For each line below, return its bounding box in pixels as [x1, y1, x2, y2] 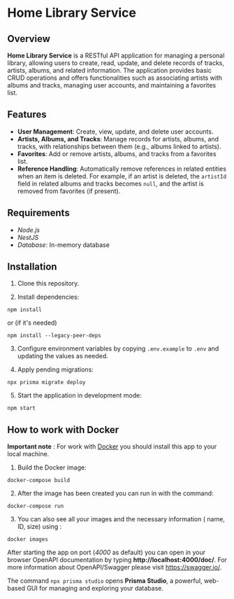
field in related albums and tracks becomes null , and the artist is [17, 179, 204, 188]
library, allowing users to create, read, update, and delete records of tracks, [7, 59, 225, 67]
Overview [7, 33, 51, 45]
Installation [7, 261, 57, 273]
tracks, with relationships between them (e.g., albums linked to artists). [17, 142, 221, 150]
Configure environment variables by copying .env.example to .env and [17, 344, 219, 353]
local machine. [7, 450, 50, 458]
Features [7, 108, 47, 120]
